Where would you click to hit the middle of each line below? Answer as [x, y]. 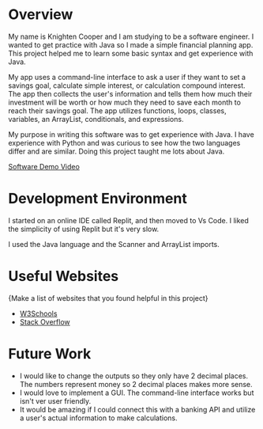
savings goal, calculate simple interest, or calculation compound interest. [127, 85]
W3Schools [38, 313]
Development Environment [98, 199]
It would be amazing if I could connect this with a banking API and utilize [137, 409]
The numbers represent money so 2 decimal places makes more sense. [136, 384]
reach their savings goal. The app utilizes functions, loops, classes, [117, 110]
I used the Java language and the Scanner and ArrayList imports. [114, 244]
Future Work [50, 354]
